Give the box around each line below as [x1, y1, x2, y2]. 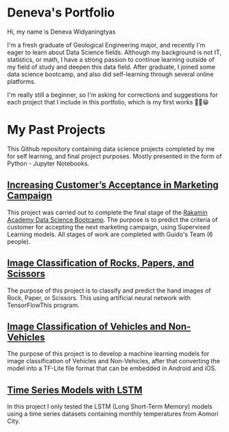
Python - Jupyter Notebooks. [7, 159, 90, 168]
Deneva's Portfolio [7, 5, 115, 21]
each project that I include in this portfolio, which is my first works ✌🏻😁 [7, 98, 209, 106]
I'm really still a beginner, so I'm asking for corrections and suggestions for [7, 91, 218, 99]
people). [7, 237, 31, 245]
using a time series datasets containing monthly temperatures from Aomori [7, 410, 219, 418]
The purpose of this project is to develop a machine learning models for [7, 350, 210, 358]
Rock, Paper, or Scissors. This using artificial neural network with [7, 293, 191, 302]
